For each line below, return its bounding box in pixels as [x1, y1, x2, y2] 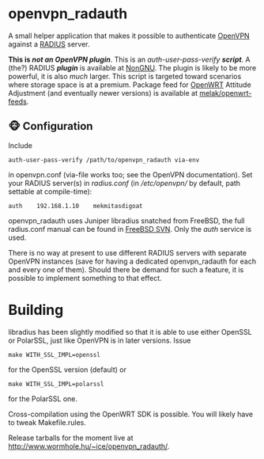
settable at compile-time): [8, 187, 92, 196]
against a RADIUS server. [8, 39, 90, 48]
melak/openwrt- [198, 88, 252, 97]
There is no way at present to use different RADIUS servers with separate [8, 248, 247, 257]
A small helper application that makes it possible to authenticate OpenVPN [8, 31, 251, 40]
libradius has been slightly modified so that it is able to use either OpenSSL [8, 327, 252, 336]
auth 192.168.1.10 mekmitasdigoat [8, 202, 144, 210]
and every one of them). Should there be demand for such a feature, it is [8, 264, 244, 274]
